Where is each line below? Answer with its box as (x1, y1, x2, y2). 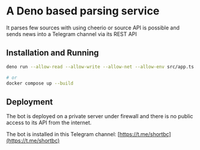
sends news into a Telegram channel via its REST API (6, 30, 137, 37)
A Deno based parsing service (6, 4, 160, 18)
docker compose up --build (6, 80, 74, 86)
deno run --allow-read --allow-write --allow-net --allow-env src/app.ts (6, 64, 195, 70)
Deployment (6, 97, 53, 107)
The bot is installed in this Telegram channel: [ (6, 131, 120, 138)
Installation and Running (6, 48, 99, 58)
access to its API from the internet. (6, 119, 92, 127)
